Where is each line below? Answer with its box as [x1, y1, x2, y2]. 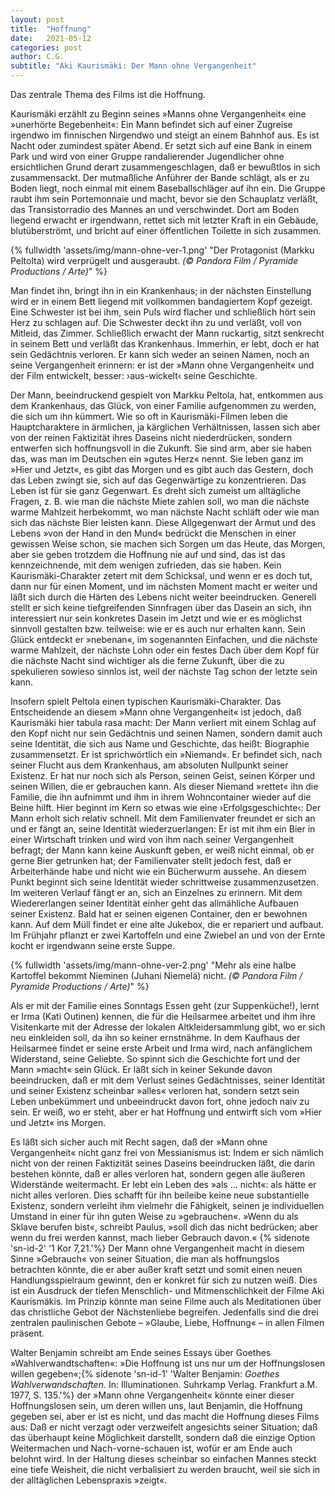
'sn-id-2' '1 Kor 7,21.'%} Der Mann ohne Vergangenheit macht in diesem [10, 1242, 305, 1254]
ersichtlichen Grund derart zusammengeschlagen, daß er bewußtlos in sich [10, 161, 321, 173]
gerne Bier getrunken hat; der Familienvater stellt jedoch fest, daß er [10, 855, 292, 866]
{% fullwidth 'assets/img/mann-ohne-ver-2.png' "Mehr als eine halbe [10, 959, 297, 971]
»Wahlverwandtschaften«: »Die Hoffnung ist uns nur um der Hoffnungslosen [10, 1357, 326, 1369]
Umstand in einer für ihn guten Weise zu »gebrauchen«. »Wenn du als [10, 1211, 299, 1222]
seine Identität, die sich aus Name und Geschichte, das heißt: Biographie [10, 738, 310, 750]
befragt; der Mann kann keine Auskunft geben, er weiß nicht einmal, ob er [10, 844, 315, 856]
